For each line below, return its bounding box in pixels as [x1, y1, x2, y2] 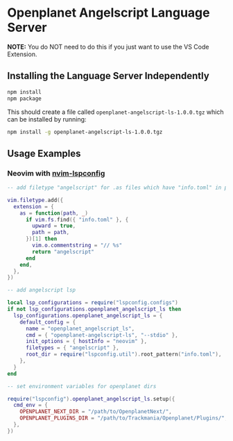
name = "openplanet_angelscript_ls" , [25, 325, 135, 332]
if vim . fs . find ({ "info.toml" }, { [25, 216, 129, 223]
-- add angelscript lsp [7, 287, 76, 294]
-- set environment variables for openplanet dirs [7, 383, 157, 390]
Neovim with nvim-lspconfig [7, 168, 105, 178]
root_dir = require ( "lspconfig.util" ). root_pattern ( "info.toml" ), [25, 351, 222, 358]
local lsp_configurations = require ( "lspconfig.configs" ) [7, 299, 178, 306]
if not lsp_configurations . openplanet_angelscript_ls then [7, 306, 182, 313]
